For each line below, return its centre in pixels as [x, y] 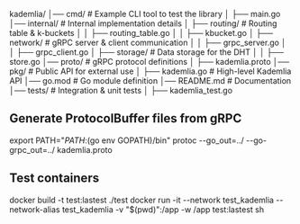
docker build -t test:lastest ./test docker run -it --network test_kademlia [142, 200]
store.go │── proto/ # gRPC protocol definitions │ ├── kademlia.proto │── [150, 62]
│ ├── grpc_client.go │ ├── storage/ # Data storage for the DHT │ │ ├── [146, 52]
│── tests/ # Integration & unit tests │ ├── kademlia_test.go [121, 90]
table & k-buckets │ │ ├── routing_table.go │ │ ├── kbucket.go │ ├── [141, 33]
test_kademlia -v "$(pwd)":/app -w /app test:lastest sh [163, 209]
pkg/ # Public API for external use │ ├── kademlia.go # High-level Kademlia [150, 71]
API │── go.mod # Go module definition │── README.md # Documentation [150, 81]
